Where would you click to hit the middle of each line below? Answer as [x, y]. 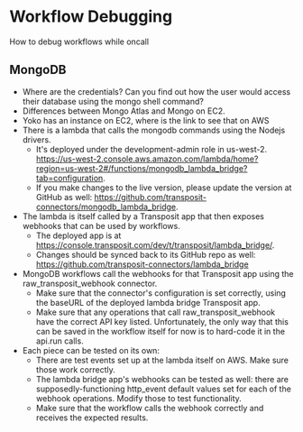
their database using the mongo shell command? [113, 101]
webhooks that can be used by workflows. [101, 225]
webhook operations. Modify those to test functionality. [138, 398]
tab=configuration [69, 178]
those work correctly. [75, 369]
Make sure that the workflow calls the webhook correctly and [150, 408]
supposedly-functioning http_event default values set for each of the [163, 389]
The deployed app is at [78, 235]
